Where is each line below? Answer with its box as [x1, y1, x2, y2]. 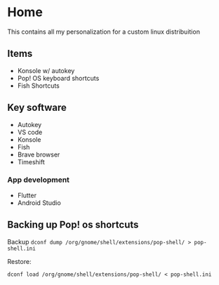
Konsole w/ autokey [17, 66, 75, 74]
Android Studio [17, 198, 61, 207]
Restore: [7, 257, 32, 265]
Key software [7, 102, 67, 114]
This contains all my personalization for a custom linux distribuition [7, 27, 200, 36]
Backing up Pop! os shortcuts [7, 219, 139, 231]
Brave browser [17, 150, 60, 159]
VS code [17, 128, 43, 136]
